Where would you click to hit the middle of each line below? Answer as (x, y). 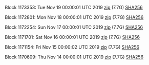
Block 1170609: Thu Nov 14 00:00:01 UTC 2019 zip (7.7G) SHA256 (74, 57)
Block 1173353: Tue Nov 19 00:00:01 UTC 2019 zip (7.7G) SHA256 (74, 7)
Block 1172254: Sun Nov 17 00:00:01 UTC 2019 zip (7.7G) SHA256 (74, 27)
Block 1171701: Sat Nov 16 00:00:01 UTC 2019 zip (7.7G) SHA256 (72, 37)
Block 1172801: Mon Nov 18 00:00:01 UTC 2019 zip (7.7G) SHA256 (74, 17)
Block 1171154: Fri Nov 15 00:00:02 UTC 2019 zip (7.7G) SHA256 (72, 47)
